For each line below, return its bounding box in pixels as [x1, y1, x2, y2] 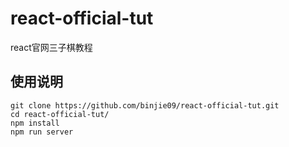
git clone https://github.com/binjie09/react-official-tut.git [10, 100, 280, 111]
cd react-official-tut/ [10, 109, 110, 119]
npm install [10, 118, 60, 128]
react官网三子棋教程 [10, 41, 93, 53]
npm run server [10, 127, 74, 137]
